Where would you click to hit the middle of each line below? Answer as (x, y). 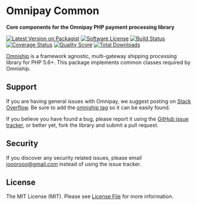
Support (21, 87)
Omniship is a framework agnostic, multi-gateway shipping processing (92, 56)
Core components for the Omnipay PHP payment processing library (90, 27)
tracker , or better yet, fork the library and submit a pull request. (82, 125)
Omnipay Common (53, 11)
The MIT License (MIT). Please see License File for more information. (90, 196)
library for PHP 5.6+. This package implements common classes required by (98, 62)
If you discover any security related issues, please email (74, 157)
